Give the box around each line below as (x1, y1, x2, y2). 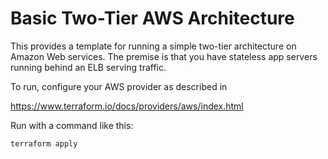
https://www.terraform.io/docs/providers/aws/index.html (10, 100, 244, 112)
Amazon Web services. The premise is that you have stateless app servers (10, 50, 318, 62)
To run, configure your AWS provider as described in (10, 80, 228, 92)
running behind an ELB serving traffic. (10, 61, 167, 73)
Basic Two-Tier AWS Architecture (10, 7, 295, 30)
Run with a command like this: (10, 119, 134, 131)
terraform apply (10, 138, 78, 149)
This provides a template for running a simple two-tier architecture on (10, 40, 297, 52)
